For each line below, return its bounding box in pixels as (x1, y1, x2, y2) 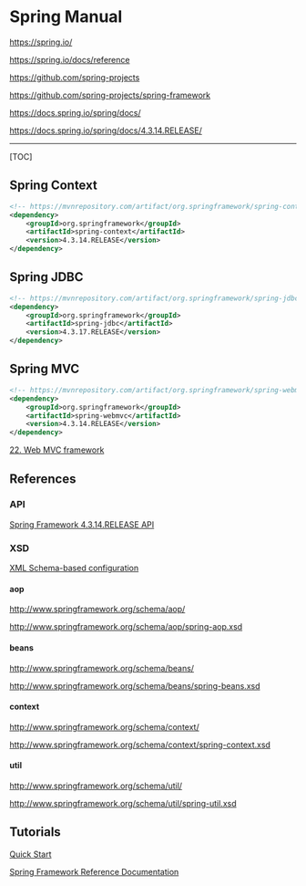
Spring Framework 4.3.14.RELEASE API (9, 518, 155, 530)
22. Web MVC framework (9, 444, 105, 455)
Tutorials (9, 824, 61, 840)
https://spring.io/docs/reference (9, 54, 130, 65)
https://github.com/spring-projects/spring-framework (9, 89, 211, 100)
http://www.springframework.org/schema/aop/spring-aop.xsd (9, 621, 243, 632)
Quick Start (9, 849, 52, 860)
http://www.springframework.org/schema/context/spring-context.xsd (9, 739, 271, 750)
